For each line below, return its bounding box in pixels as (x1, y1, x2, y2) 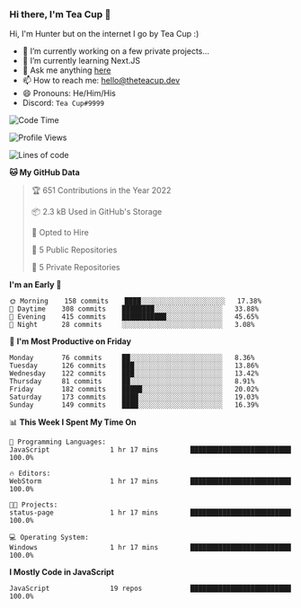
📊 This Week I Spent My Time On (9, 417, 137, 427)
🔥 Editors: (9, 469, 51, 479)
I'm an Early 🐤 (9, 279, 62, 290)
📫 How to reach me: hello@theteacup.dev (22, 75, 181, 86)
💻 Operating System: (9, 533, 90, 542)
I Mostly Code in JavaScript (9, 567, 115, 577)
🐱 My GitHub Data (9, 167, 81, 178)
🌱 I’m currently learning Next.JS (22, 56, 141, 66)
